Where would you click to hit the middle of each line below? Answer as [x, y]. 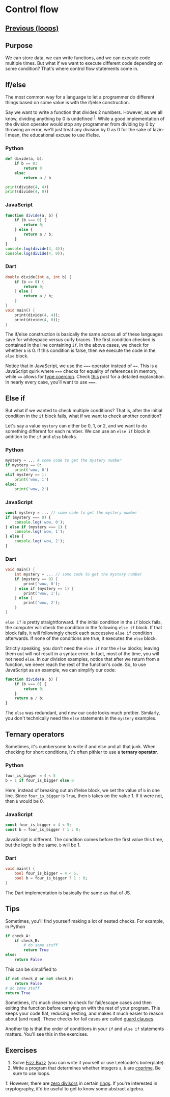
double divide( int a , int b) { [38, 277]
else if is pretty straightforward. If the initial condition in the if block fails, [83, 622]
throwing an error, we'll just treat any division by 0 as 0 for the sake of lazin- [85, 129]
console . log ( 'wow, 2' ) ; [40, 541]
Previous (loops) [32, 28]
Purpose [19, 45]
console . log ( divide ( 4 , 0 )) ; [35, 253]
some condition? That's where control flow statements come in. [72, 69]
